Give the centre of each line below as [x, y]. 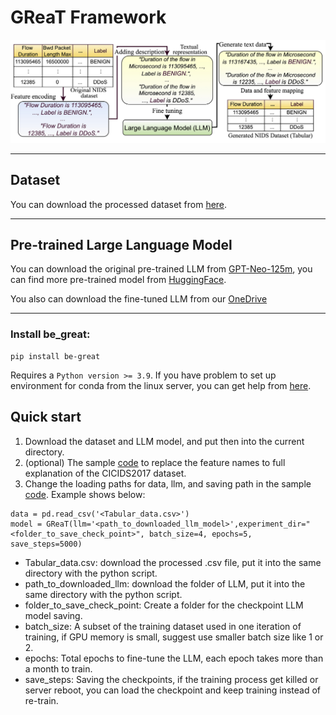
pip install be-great [55, 356]
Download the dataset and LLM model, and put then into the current [164, 441]
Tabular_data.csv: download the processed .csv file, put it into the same [173, 562]
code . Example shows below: [85, 494]
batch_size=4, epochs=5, [200, 534]
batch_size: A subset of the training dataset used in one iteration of [163, 626]
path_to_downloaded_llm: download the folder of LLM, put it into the [165, 583]
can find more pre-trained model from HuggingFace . [118, 280]
